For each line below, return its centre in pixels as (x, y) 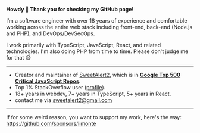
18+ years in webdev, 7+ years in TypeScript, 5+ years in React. (93, 94)
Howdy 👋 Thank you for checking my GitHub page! (70, 9)
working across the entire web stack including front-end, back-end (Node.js (99, 27)
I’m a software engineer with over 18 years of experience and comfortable (97, 21)
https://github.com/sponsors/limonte (51, 123)
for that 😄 (19, 58)
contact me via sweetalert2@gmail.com (63, 100)
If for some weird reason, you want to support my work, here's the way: (94, 117)
